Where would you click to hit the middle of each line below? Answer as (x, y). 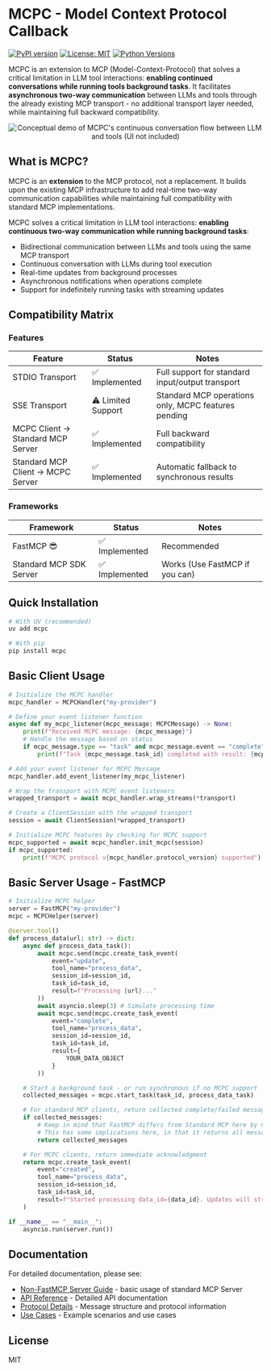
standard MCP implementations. (62, 207)
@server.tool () (34, 931)
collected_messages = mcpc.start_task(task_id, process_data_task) (138, 1095)
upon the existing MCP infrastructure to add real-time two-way (113, 190)
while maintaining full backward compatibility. (84, 112)
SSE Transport (40, 406)
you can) (178, 574)
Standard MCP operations (205, 395)
